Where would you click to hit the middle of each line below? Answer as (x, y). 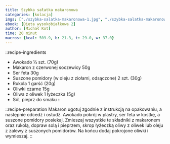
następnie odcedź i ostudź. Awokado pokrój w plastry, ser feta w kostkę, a (83, 114)
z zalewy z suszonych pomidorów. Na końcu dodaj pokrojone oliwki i (77, 130)
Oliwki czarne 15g (31, 89)
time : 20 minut (21, 33)
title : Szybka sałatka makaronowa (42, 10)
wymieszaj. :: (19, 136)
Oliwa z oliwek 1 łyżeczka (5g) (44, 94)
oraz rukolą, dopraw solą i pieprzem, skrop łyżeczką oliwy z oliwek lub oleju (84, 125)
